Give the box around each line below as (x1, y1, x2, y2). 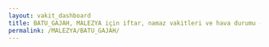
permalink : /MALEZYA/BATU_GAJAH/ (8, 26, 120, 34)
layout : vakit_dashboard (8, 11, 91, 20)
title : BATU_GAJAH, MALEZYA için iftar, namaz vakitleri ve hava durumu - (8, 19, 263, 27)
